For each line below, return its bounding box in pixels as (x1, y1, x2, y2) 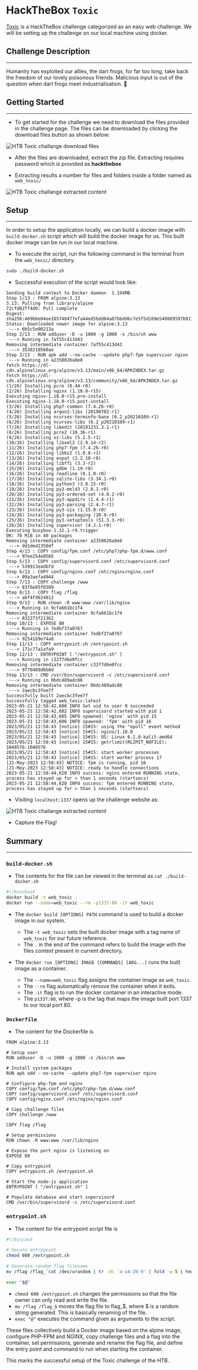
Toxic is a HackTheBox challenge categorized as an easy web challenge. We (6, 23, 192, 30)
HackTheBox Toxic (6, 4, 99, 17)
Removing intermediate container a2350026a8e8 (6, 538, 123, 544)
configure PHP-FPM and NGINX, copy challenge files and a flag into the (6, 1333, 180, 1340)
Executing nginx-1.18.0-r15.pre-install (6, 394, 107, 399)
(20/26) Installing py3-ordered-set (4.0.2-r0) (6, 491, 126, 497)
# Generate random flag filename (6, 1263, 88, 1269)
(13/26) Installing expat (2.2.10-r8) (6, 455, 101, 461)
